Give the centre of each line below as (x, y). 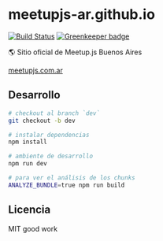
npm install (28, 142)
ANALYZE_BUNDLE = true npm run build (67, 185)
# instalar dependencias (49, 135)
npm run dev (28, 164)
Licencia (30, 210)
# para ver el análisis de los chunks (72, 178)
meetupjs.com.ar (35, 70)
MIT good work (33, 228)
